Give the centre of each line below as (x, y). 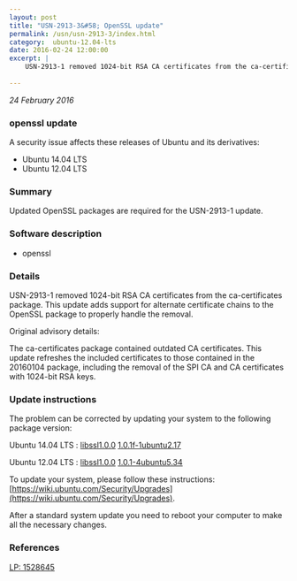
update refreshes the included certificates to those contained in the (132, 357)
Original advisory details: (54, 331)
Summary (31, 191)
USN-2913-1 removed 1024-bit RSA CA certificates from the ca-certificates (146, 295)
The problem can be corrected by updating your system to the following (140, 419)
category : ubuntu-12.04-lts (63, 42)
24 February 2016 (42, 100)
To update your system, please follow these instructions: (112, 479)
